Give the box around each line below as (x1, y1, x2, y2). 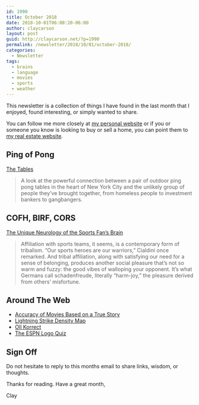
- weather (11, 86, 36, 92)
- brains (11, 63, 33, 70)
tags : (6, 58, 20, 64)
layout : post (6, 31, 39, 37)
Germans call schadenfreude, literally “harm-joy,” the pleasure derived (20, 272, 194, 279)
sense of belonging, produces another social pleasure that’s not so (20, 259, 184, 266)
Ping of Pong (6, 149, 55, 160)
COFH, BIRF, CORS (6, 213, 76, 223)
